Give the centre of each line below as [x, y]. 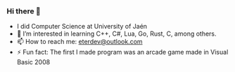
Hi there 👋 [24, 11]
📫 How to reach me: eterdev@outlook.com [80, 42]
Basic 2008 [33, 62]
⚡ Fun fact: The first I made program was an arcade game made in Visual [122, 52]
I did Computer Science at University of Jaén [82, 27]
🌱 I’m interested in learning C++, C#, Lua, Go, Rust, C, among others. [116, 34]
